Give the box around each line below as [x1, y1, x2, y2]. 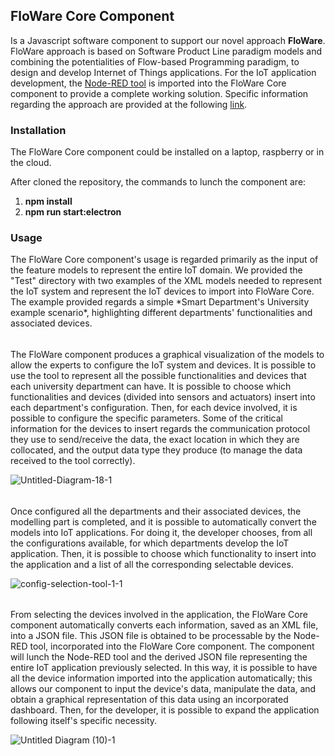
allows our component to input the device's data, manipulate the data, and [10, 683, 317, 695]
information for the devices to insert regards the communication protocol [10, 423, 311, 435]
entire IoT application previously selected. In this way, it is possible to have [10, 662, 318, 674]
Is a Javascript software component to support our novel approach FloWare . [10, 34, 326, 46]
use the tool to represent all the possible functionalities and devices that [10, 370, 307, 382]
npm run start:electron [24, 206, 122, 218]
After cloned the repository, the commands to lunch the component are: [10, 176, 307, 188]
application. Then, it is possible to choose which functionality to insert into [10, 547, 317, 559]
